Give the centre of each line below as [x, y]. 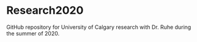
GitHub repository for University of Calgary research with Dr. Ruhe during [99, 27]
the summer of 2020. [33, 33]
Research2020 [45, 10]
